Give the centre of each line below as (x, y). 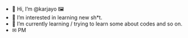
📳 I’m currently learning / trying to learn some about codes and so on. (97, 24)
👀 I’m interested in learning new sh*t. (57, 18)
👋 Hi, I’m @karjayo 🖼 (38, 9)
